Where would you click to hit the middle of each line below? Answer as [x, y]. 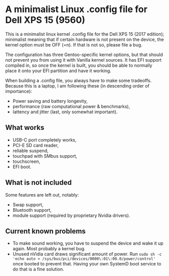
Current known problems [46, 231]
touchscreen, [26, 161]
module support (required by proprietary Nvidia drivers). [71, 215]
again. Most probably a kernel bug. [49, 249]
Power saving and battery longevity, [50, 101]
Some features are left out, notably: [42, 195]
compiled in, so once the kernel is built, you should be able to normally [79, 65]
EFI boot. [22, 167]
